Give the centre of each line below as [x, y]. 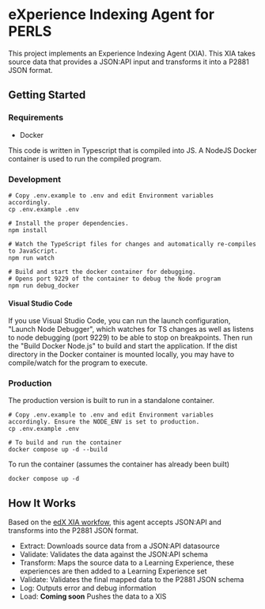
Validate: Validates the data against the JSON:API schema [114, 554]
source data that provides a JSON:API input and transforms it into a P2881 [129, 62]
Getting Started [47, 95]
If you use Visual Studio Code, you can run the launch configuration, [119, 321]
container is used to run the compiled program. [85, 158]
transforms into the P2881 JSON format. [74, 531]
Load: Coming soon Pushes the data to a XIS [93, 596]
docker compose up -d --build [58, 450]
